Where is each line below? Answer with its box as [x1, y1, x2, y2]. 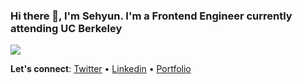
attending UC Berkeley [10, 21, 123, 35]
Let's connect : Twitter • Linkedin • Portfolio [10, 63, 192, 75]
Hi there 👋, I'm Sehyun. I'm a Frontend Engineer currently [10, 9, 293, 23]
